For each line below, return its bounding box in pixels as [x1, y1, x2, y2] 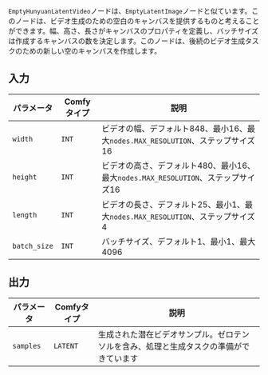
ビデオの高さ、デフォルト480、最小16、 [101, 160, 256, 171]
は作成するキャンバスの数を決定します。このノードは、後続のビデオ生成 [8, 36, 246, 46]
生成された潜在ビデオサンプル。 [97, 329, 218, 340]
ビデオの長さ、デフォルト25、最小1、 [101, 198, 246, 209]
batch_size [12, 241, 53, 250]
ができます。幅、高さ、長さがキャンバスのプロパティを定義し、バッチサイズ [8, 26, 259, 35]
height [12, 172, 37, 182]
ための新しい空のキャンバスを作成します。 [22, 46, 162, 55]
